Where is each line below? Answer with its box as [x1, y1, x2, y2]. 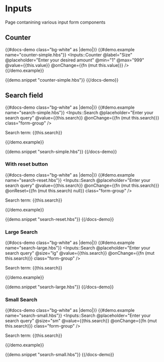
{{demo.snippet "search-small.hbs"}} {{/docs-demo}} [5, 352, 114, 358]
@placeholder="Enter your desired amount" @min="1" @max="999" [5, 57, 144, 63]
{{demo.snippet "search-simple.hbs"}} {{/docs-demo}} [5, 149, 117, 154]
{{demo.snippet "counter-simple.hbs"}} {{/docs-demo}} [5, 77, 119, 83]
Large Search [5, 228, 38, 235]
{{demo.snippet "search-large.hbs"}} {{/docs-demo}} [5, 284, 114, 290]
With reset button [5, 161, 48, 168]
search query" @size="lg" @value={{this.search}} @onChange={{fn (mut [5, 250, 155, 256]
